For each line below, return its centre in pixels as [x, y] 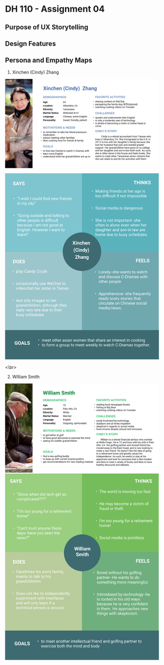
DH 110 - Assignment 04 [55, 9]
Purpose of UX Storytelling [47, 27]
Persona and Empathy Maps [49, 60]
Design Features [31, 43]
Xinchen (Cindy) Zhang [36, 72]
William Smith [26, 377]
